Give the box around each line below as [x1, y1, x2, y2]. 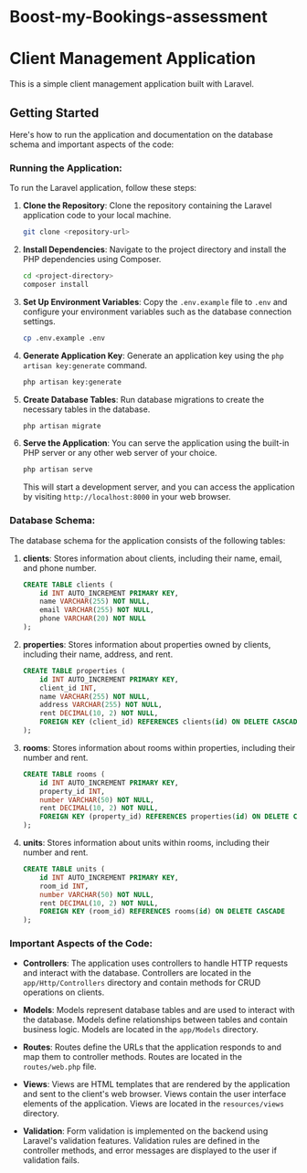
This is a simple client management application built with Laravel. [9, 79, 254, 90]
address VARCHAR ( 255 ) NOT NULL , [39, 701, 163, 710]
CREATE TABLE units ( [22, 865, 105, 874]
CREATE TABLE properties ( [22, 666, 126, 675]
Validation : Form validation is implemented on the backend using [22, 1125, 269, 1136]
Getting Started [9, 105, 100, 121]
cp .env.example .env [22, 333, 105, 343]
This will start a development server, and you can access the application [22, 481, 295, 492]
